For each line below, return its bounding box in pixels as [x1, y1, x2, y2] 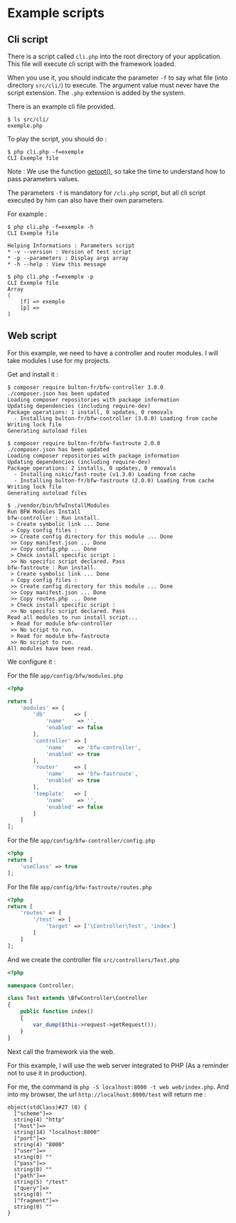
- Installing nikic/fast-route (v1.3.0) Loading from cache [14, 470, 195, 478]
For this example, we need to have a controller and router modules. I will [7, 348, 218, 357]
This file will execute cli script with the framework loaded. [7, 60, 176, 68]
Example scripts [7, 5, 105, 21]
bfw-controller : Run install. [7, 514, 100, 522]
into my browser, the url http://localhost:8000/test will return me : [7, 1089, 207, 1099]
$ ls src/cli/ [7, 116, 50, 123]
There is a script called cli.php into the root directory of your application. [7, 52, 222, 60]
